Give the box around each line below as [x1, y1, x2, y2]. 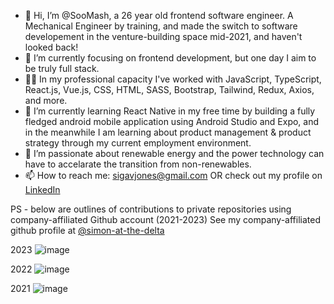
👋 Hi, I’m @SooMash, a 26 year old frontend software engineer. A [24, 10, 294, 21]
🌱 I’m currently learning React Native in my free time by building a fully [24, 105, 316, 117]
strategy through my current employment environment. [24, 137, 252, 149]
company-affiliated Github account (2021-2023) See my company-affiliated [10, 214, 321, 225]
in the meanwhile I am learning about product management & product [24, 126, 312, 138]
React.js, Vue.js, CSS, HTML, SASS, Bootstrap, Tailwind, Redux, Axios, [24, 84, 315, 95]
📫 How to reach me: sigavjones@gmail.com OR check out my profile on [24, 170, 323, 181]
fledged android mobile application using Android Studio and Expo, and [24, 116, 320, 127]
